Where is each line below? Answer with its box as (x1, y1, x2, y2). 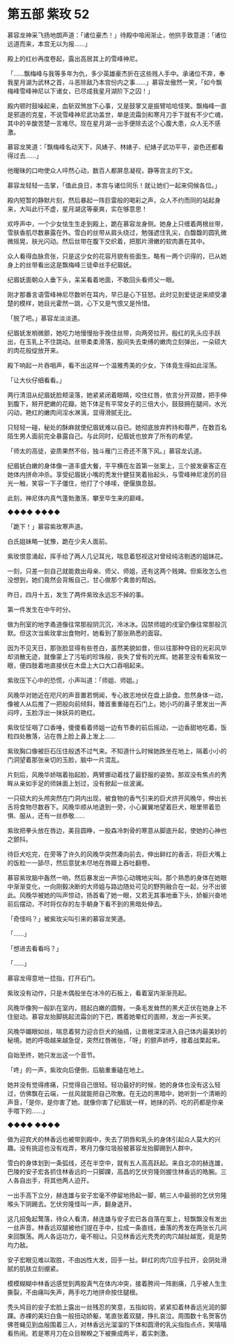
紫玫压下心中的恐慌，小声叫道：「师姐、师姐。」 (7, 676, 141, 684)
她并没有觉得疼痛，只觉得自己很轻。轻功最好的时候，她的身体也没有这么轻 (7, 1081, 221, 1089)
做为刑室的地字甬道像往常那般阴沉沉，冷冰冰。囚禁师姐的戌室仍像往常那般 (7, 620, 221, 628)
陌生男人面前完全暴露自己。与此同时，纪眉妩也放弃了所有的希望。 (7, 431, 196, 440)
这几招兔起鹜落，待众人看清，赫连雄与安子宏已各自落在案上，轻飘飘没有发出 (7, 1214, 227, 1223)
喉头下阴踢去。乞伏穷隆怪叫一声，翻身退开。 (7, 1199, 136, 1208)
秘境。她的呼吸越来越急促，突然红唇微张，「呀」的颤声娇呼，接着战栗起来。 (7, 1036, 224, 1044)
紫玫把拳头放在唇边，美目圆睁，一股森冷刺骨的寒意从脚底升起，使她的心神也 (7, 826, 227, 834)
